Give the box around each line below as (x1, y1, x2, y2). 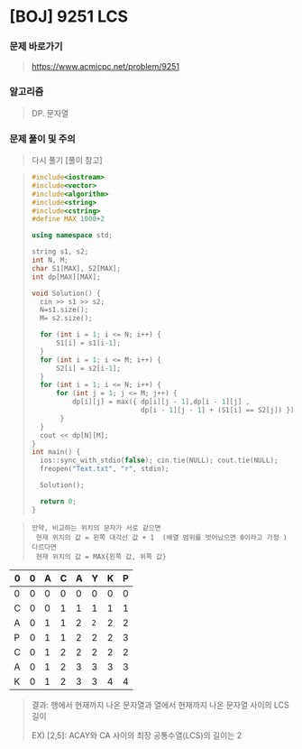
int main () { (31, 448, 81, 457)
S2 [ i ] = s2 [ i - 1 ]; (55, 364, 122, 373)
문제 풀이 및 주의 (9, 133, 76, 145)
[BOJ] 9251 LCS (9, 6, 129, 27)
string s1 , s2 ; (31, 247, 89, 256)
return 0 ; (40, 496, 77, 506)
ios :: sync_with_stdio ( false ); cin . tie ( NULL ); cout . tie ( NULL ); (40, 456, 279, 466)
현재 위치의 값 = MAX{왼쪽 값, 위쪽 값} (35, 552, 167, 561)
